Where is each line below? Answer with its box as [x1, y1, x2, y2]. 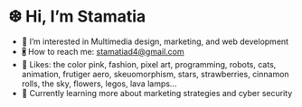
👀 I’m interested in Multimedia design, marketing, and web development [21, 36, 289, 47]
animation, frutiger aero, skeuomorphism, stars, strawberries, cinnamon [21, 68, 290, 79]
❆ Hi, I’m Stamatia [8, 6, 146, 27]
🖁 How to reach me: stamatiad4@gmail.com [21, 46, 184, 57]
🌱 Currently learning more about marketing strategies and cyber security [21, 87, 293, 98]
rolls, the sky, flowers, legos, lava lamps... [21, 78, 177, 89]
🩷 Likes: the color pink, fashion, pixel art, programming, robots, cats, [21, 58, 277, 69]
